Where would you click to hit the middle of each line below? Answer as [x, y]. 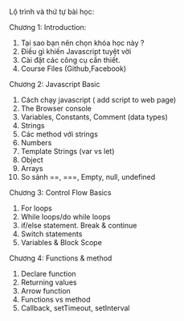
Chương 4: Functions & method [61, 258]
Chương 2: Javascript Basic [55, 84]
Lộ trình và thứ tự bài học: [52, 12]
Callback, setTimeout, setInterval [75, 308]
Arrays [32, 168]
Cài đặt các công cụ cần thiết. [70, 60]
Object [32, 160]
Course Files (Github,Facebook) [74, 69]
